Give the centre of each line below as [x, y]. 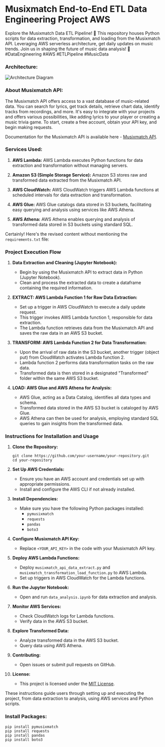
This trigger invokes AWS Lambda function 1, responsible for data [86, 317]
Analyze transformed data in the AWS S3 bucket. [69, 640]
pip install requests [27, 731]
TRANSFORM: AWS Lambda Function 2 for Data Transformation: [79, 342]
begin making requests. [29, 127]
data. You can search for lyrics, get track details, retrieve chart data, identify [82, 106]
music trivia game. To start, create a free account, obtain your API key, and [81, 122]
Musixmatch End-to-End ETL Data [76, 9]
